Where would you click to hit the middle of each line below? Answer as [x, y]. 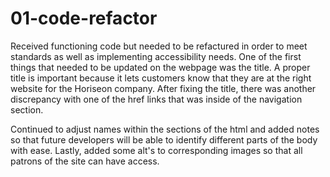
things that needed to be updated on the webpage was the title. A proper [160, 67]
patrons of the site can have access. [85, 161]
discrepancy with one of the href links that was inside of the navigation [156, 99]
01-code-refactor [84, 18]
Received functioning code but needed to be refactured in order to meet [159, 46]
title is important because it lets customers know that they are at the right [161, 78]
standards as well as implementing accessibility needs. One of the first [156, 56]
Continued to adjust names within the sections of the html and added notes [165, 129]
